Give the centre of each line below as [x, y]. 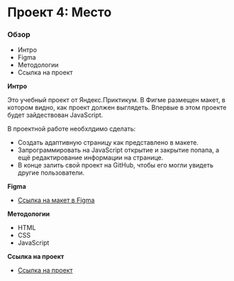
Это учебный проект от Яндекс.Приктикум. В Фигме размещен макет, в [116, 100]
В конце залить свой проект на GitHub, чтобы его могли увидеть [116, 165]
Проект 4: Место [60, 12]
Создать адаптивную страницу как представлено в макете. [108, 143]
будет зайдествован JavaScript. [55, 115]
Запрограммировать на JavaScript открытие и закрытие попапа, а [118, 150]
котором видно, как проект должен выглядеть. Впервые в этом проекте [117, 108]
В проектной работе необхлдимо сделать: [72, 129]
